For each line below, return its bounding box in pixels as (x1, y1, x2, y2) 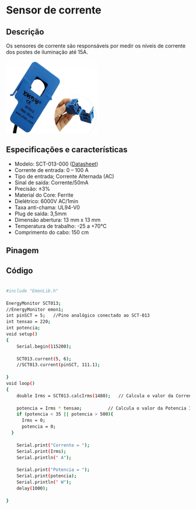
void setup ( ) (6, 331, 38, 337)
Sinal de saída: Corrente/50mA (14, 179, 89, 186)
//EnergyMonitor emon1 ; (6, 307, 64, 312)
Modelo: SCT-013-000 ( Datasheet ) (14, 160, 99, 167)
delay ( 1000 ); (16, 485, 48, 491)
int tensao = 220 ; (6, 319, 51, 325)
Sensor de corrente (6, 4, 102, 17)
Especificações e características (6, 145, 128, 155)
